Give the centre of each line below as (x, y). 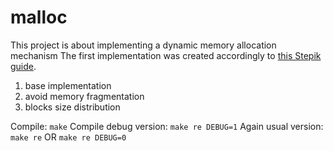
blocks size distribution (72, 107)
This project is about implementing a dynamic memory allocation (143, 45)
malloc (39, 17)
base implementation (68, 85)
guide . (23, 66)
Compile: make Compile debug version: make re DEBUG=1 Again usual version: (167, 126)
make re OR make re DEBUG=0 (68, 137)
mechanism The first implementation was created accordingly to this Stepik (166, 55)
